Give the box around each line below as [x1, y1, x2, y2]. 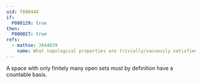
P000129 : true [11, 20, 47, 26]
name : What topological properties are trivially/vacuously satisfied [17, 48, 198, 54]
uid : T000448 [6, 8, 39, 15]
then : [6, 25, 20, 32]
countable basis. [6, 70, 47, 78]
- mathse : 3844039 [11, 43, 58, 49]
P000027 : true [11, 31, 47, 37]
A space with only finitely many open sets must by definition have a [6, 64, 173, 72]
